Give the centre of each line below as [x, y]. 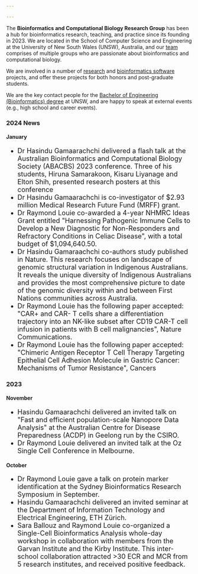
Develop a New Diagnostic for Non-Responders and [99, 228]
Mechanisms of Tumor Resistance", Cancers [87, 368]
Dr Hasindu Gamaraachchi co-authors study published [103, 252]
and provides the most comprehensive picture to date [101, 283]
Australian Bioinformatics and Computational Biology [100, 158]
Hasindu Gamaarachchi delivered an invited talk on [97, 412]
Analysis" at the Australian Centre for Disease [89, 427]
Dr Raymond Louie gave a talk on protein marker [93, 479]
